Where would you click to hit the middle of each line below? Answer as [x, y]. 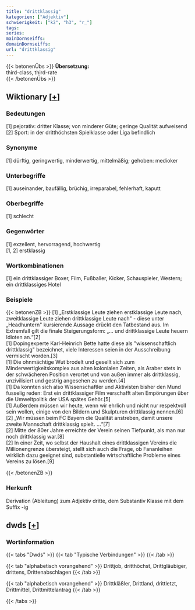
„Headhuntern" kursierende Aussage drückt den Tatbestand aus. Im [87, 325]
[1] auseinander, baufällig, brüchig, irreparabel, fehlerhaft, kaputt [84, 188]
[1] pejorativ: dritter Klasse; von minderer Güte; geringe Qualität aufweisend [97, 126]
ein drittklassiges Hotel [33, 284]
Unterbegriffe [26, 175]
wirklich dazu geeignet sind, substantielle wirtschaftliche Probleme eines [93, 455]
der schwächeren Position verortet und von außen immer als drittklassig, [93, 374]
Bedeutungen [26, 113]
